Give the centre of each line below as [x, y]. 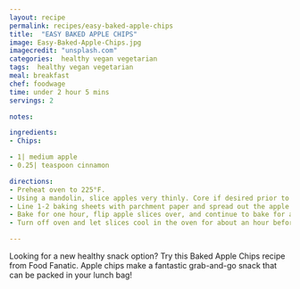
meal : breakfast [39, 76]
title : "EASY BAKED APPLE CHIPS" [74, 34]
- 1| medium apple [43, 157]
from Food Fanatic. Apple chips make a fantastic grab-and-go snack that [143, 265]
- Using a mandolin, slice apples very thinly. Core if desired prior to [150, 198]
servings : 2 [31, 100]
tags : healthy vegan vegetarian [71, 68]
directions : [31, 181]
